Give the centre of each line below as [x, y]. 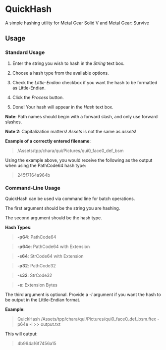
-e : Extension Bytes [37, 285]
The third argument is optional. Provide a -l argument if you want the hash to [83, 294]
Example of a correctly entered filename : [48, 141]
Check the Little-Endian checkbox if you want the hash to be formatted [85, 82]
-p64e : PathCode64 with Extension [54, 247]
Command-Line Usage [33, 188]
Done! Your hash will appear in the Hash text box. [63, 107]
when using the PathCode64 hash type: [46, 165]
